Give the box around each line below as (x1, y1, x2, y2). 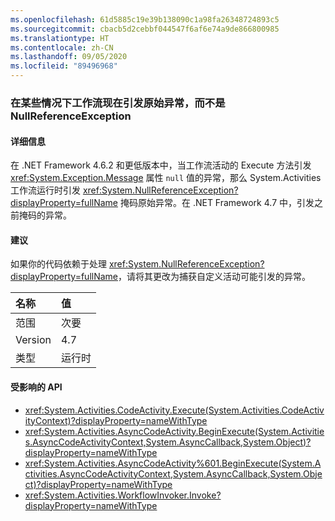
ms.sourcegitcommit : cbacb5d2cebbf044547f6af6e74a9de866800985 (10, 24, 280, 34)
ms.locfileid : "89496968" (10, 61, 118, 71)
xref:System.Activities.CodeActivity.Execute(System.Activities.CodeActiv (24, 404, 325, 416)
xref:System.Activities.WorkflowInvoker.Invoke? (24, 489, 222, 501)
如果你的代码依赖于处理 (10, 258, 107, 270)
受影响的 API (10, 381, 63, 393)
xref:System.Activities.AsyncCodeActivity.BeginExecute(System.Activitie (24, 425, 325, 437)
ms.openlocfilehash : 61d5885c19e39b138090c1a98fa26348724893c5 (10, 14, 280, 25)
